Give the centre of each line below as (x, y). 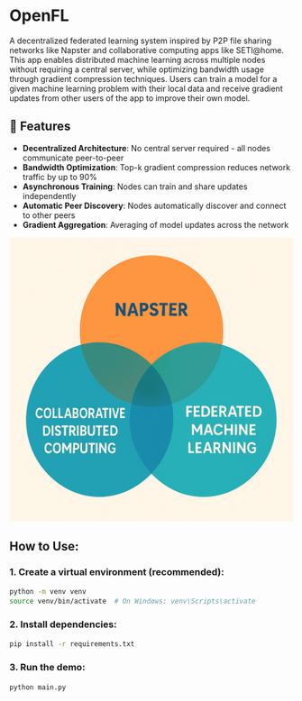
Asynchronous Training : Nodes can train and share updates (135, 187)
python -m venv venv (48, 592)
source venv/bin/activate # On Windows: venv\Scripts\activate (133, 601)
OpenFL (39, 16)
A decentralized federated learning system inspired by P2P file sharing (141, 41)
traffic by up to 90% (59, 177)
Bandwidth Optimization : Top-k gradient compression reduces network (156, 167)
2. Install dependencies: (63, 624)
